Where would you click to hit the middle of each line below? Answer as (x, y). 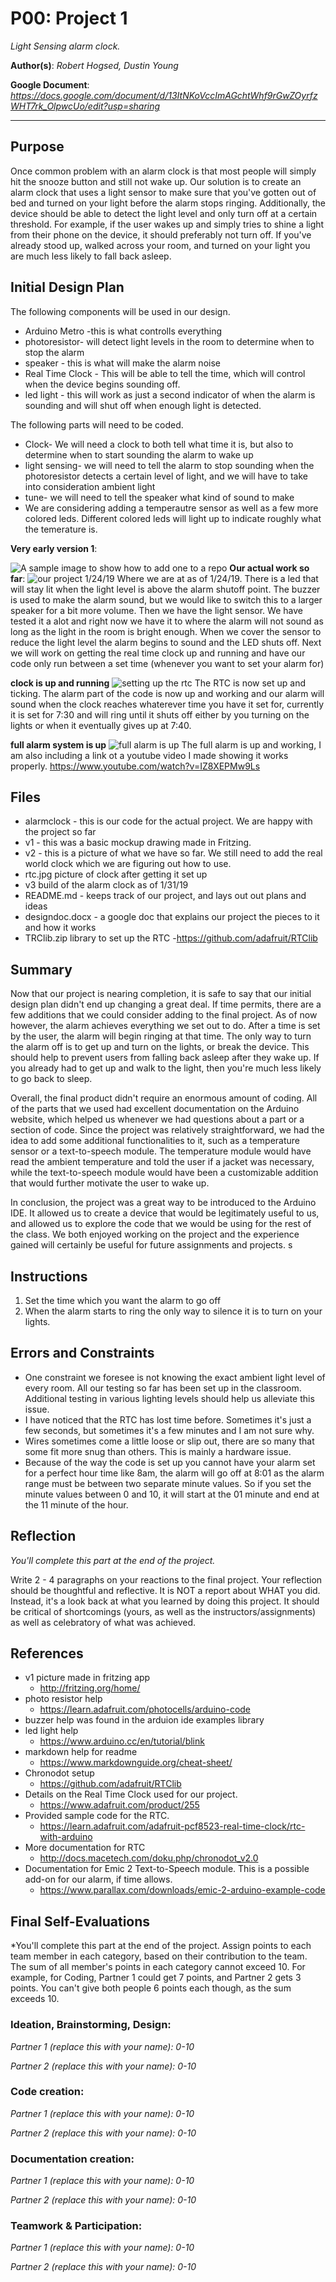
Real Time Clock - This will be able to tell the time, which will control (165, 373)
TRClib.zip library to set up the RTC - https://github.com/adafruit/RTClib (171, 938)
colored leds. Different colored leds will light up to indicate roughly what (173, 518)
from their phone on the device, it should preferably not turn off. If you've (161, 234)
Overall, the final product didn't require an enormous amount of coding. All (164, 1098)
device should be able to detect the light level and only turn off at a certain (164, 213)
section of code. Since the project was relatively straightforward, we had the (167, 1130)
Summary (41, 969)
